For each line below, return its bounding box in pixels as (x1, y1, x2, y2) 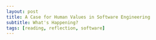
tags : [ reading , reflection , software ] (6, 25, 105, 31)
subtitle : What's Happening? (6, 19, 79, 25)
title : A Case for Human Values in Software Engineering (6, 14, 151, 20)
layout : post (6, 8, 39, 15)
